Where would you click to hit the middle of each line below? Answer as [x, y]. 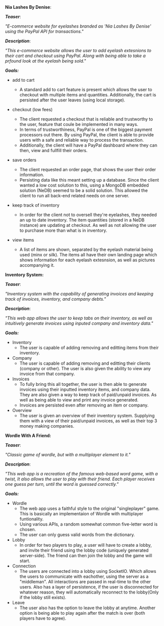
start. [25, 561]
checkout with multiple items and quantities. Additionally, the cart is [88, 95]
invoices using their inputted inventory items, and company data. [85, 389]
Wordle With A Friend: [28, 436]
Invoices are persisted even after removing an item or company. [84, 405]
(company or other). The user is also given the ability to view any [85, 368]
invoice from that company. [47, 374]
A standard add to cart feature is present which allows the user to [86, 90]
